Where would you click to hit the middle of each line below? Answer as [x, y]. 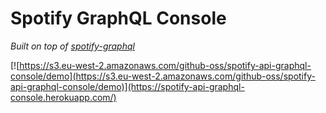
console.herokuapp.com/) [63, 97]
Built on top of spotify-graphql [72, 46]
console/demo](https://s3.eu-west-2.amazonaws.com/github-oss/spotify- [163, 76]
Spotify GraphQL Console [118, 18]
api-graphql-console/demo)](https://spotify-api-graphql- [127, 86]
